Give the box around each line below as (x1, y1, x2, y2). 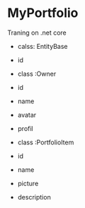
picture (17, 179, 39, 187)
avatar (17, 110, 37, 119)
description (17, 192, 51, 201)
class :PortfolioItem (17, 138, 74, 146)
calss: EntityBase (17, 42, 68, 50)
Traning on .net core (7, 28, 67, 37)
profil (17, 124, 33, 132)
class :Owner (17, 69, 57, 78)
